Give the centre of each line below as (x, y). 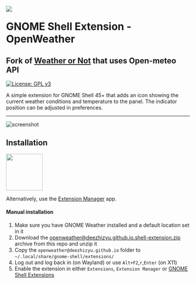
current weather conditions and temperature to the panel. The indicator (92, 101)
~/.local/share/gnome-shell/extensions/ (64, 257)
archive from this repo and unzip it (56, 244)
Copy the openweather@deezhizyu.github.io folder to (78, 250)
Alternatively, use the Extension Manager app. (61, 199)
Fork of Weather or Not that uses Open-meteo (91, 61)
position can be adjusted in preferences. (55, 107)
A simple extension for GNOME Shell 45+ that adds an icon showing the (92, 95)
